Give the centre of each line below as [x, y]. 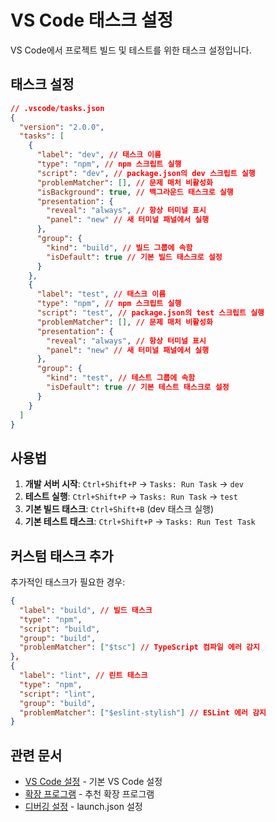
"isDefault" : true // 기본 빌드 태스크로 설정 [134, 257]
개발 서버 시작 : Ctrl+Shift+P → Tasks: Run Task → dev [134, 484]
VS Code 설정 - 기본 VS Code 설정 [93, 782]
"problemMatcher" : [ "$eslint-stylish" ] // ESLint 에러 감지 [143, 712]
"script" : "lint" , [58, 694]
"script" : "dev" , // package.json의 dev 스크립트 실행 [146, 173]
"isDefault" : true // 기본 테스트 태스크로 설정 [138, 387]
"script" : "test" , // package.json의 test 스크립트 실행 [150, 313]
